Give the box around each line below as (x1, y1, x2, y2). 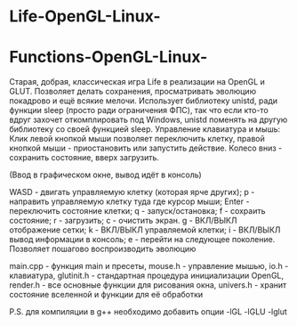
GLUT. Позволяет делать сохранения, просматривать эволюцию (9, 86, 256, 97)
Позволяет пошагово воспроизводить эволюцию (9, 243, 197, 255)
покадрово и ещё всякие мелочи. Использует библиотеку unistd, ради (9, 95, 278, 106)
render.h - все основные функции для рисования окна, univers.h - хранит (9, 280, 287, 290)
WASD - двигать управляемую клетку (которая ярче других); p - (9, 187, 255, 198)
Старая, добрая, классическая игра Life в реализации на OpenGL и (9, 77, 265, 87)
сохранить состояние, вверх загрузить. (9, 152, 160, 163)
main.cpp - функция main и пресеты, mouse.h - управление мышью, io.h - (9, 261, 289, 272)
